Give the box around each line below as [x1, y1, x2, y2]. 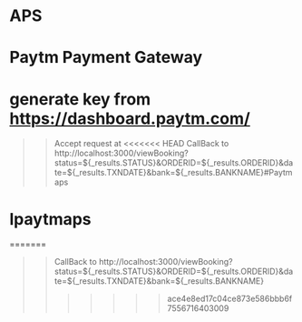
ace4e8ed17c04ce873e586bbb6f [167, 293, 293, 305]
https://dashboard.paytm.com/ [9, 108, 251, 128]
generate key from [9, 88, 151, 109]
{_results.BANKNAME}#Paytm [180, 167, 293, 178]
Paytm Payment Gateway [9, 47, 203, 68]
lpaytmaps [9, 208, 93, 229]
